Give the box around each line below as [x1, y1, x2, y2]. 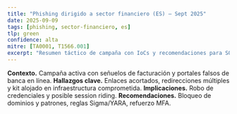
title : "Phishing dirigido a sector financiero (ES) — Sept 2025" [7, 10, 207, 18]
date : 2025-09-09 [7, 17, 59, 24]
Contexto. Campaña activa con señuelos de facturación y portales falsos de [7, 68, 229, 77]
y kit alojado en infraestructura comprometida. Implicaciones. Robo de [7, 84, 214, 92]
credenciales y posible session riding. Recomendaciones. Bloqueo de [7, 91, 212, 99]
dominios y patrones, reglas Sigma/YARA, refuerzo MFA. [7, 99, 171, 107]
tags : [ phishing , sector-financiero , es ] [7, 23, 131, 30]
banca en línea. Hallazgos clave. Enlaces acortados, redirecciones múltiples [7, 76, 230, 84]
